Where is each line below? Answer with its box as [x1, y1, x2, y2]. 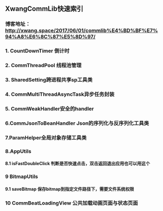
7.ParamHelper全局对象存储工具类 [5, 134, 87, 141]
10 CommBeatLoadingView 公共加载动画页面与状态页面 [5, 199, 138, 206]
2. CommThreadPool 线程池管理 [5, 62, 82, 69]
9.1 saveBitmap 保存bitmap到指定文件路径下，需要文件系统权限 [5, 186, 134, 192]
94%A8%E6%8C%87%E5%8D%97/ [5, 34, 96, 40]
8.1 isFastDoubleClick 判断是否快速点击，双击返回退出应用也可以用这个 [5, 161, 150, 167]
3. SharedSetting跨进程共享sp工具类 [5, 76, 93, 83]
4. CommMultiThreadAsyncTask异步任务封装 [5, 91, 115, 98]
